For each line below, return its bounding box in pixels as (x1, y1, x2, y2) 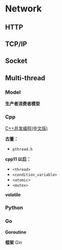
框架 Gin (5, 239, 22, 245)
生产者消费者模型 (5, 101, 40, 107)
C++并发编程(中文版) (5, 125, 48, 131)
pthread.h (12, 147, 33, 152)
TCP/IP (5, 39, 27, 48)
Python (5, 204, 23, 211)
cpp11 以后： (5, 156, 31, 162)
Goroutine (5, 229, 26, 235)
